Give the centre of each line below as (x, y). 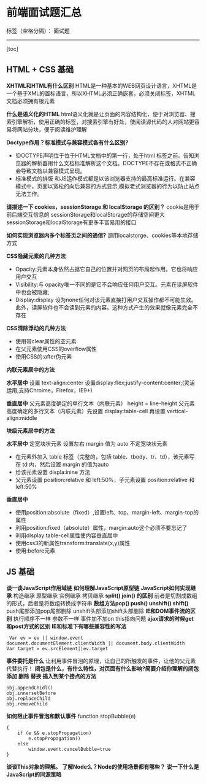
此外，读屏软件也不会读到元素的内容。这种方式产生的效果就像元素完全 (104, 307)
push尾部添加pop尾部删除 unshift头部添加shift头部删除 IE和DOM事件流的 (98, 611)
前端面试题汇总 (44, 13)
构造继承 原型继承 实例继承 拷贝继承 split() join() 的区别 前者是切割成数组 (105, 596)
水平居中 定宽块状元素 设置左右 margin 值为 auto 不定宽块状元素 (87, 443)
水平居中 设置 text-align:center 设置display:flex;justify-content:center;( (95, 382)
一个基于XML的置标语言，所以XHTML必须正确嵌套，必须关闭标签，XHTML (101, 93)
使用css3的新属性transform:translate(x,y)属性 (73, 543)
